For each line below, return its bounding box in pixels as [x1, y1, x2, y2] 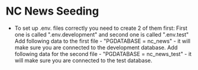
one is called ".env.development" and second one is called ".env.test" [14, 30, 189, 38]
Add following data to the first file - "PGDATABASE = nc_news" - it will [14, 37, 191, 44]
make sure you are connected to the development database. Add [14, 44, 178, 51]
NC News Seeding [5, 4, 99, 18]
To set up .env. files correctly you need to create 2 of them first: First [14, 24, 188, 32]
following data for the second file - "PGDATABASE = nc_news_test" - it [14, 50, 192, 57]
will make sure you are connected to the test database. [14, 57, 153, 64]
